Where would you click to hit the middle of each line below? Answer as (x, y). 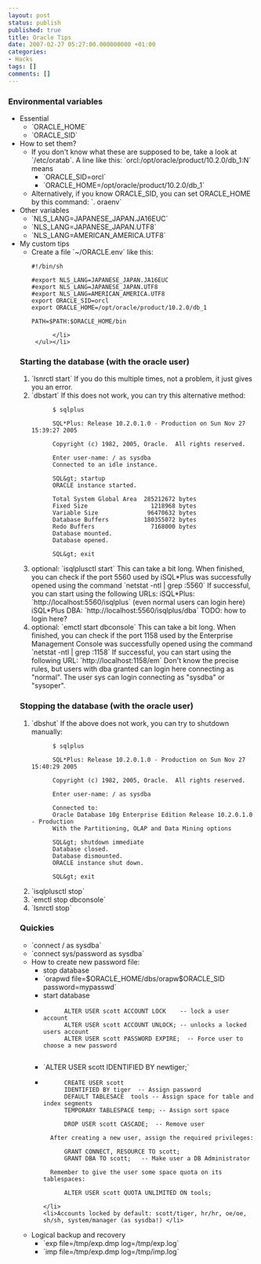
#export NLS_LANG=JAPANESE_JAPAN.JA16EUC (100, 280)
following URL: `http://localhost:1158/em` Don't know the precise (135, 661)
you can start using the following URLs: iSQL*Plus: (113, 594)
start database (66, 995)
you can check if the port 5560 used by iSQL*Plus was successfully (141, 577)
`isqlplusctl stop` (58, 891)
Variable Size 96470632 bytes (125, 513)
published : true (34, 30)
